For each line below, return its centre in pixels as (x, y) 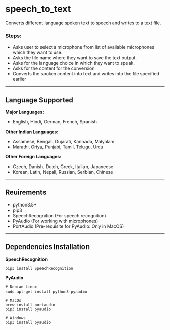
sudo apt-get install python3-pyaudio (46, 292)
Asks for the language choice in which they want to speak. (74, 63)
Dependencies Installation (48, 247)
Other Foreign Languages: (33, 157)
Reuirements (26, 193)
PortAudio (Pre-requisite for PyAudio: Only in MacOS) (68, 226)
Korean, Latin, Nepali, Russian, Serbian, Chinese (63, 172)
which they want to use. (37, 52)
